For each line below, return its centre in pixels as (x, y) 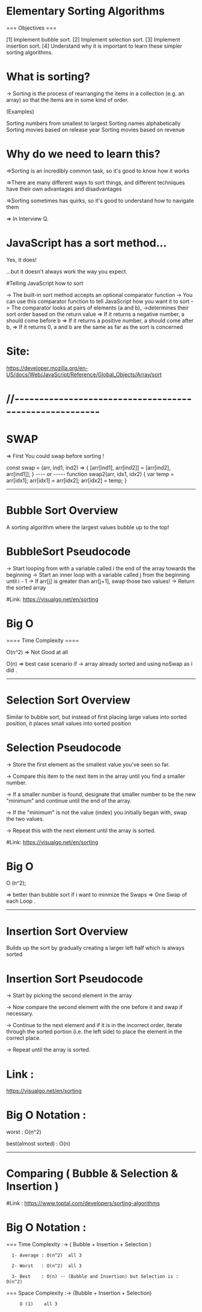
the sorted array (26, 587)
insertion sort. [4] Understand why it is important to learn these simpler (94, 46)
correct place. (23, 1038)
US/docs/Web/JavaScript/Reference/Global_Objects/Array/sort (84, 374)
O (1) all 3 (39, 1304)
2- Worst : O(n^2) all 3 (47, 1266)
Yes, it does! (22, 260)
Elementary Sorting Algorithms (86, 11)
